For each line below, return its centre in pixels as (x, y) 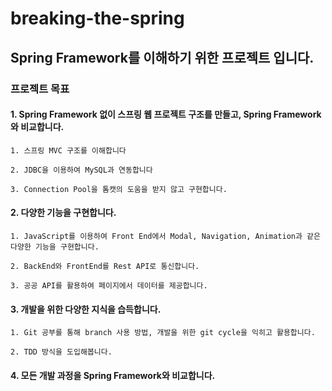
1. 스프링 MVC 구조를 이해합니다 (68, 150)
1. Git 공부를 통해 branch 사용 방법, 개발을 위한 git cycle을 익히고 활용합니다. (163, 333)
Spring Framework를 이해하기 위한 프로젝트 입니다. (162, 57)
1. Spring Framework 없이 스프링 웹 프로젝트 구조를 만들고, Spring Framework (166, 114)
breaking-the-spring (97, 18)
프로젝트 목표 (40, 89)
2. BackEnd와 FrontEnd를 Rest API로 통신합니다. (105, 266)
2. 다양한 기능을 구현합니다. (63, 213)
